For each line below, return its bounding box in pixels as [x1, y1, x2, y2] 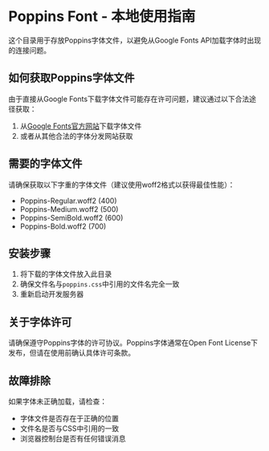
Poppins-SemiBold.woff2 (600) [19, 213, 124, 222]
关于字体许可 [8, 315, 72, 329]
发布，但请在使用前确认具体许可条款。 [8, 348, 135, 358]
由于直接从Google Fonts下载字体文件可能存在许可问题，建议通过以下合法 [8, 94, 250, 104]
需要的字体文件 [8, 157, 83, 171]
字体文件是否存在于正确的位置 [19, 414, 119, 423]
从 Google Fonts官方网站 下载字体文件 [19, 121, 142, 131]
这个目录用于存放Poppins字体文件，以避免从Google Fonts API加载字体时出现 [8, 35, 262, 45]
